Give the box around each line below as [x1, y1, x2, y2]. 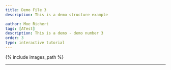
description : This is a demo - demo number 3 [5, 31, 103, 36]
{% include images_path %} [5, 54, 64, 60]
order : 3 [5, 36, 24, 41]
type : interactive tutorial [5, 40, 65, 46]
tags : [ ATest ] [5, 26, 36, 31]
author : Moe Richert [5, 21, 49, 26]
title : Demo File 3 [5, 7, 47, 13]
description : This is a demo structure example [5, 12, 108, 17]
